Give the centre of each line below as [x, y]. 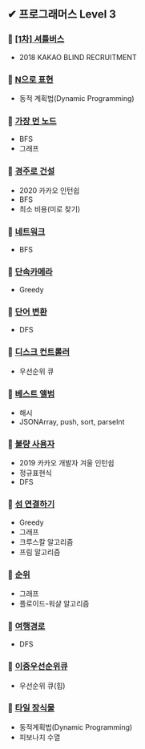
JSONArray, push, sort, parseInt [72, 422]
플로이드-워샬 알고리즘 [54, 603]
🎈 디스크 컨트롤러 [38, 352]
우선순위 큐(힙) [42, 685]
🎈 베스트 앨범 [31, 393]
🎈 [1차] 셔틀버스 [36, 39]
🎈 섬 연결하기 [31, 505]
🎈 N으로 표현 [30, 79]
